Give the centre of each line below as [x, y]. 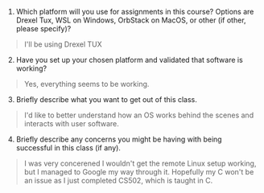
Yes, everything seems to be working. [87, 84]
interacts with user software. [71, 123]
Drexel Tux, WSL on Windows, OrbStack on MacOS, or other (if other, [131, 20]
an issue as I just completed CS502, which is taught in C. [118, 181]
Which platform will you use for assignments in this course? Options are [135, 12]
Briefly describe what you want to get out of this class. [106, 99]
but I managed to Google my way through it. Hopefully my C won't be [139, 172]
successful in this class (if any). [68, 148]
